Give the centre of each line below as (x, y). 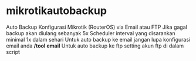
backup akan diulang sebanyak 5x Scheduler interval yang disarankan (91, 33)
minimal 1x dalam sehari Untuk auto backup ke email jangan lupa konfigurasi (98, 39)
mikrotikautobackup (57, 11)
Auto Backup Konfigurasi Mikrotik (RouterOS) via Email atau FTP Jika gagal (97, 27)
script (13, 52)
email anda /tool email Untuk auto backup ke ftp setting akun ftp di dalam (95, 46)
